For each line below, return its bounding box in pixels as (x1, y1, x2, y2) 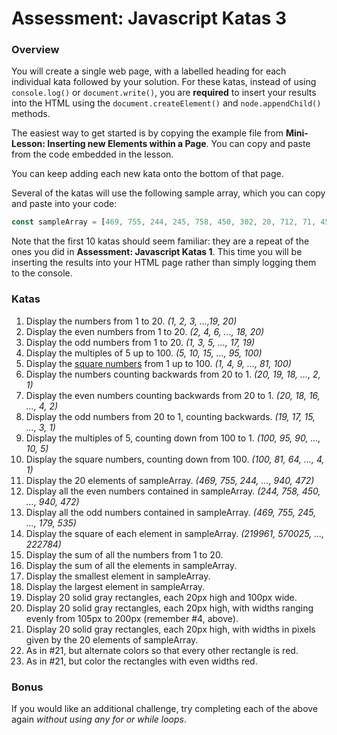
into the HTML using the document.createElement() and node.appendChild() (11, 97, 322, 109)
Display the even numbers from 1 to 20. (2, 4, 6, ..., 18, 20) (25, 325, 265, 337)
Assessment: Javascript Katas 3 (11, 7, 288, 30)
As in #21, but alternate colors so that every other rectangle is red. (25, 644, 299, 656)
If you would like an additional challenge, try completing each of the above (11, 702, 319, 714)
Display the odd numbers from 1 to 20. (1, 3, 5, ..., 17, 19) (25, 336, 256, 348)
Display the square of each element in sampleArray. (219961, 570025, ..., (25, 527, 325, 539)
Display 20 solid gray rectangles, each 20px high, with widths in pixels (25, 623, 316, 635)
